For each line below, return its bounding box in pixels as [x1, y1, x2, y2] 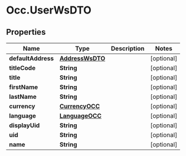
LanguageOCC [59, 112, 102, 120]
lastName [9, 92, 37, 101]
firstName [9, 83, 38, 91]
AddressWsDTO [59, 54, 106, 62]
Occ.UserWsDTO [6, 4, 92, 17]
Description [111, 45, 145, 52]
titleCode [9, 64, 36, 72]
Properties [6, 27, 46, 37]
